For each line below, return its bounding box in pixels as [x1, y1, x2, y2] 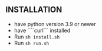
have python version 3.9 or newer [14, 20, 96, 27]
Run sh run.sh [14, 39, 50, 46]
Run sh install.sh [14, 33, 60, 40]
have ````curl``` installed [14, 27, 71, 34]
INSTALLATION [5, 5, 62, 15]
